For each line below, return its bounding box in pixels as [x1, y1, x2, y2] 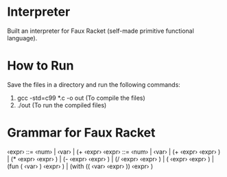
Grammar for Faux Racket [7, 125, 156, 141]
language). [7, 33, 38, 42]
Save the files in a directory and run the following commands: [7, 80, 180, 89]
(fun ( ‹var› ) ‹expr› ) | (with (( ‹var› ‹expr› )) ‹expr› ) [7, 162, 154, 170]
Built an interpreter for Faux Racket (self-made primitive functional [7, 27, 194, 35]
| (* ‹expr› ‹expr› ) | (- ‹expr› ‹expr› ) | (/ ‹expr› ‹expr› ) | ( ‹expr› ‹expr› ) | [7, 154, 215, 163]
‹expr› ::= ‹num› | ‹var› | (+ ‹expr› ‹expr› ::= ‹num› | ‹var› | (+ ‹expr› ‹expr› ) [7, 148, 221, 156]
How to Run [7, 58, 74, 74]
